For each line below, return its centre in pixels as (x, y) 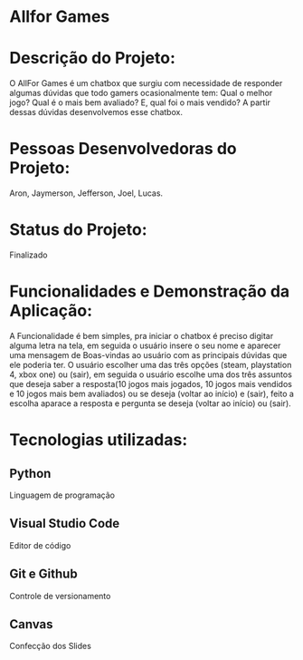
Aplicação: (51, 311)
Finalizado (28, 255)
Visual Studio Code (65, 524)
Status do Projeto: (78, 230)
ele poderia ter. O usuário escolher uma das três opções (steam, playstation (151, 364)
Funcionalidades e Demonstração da (150, 291)
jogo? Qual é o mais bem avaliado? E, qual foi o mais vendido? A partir (140, 102)
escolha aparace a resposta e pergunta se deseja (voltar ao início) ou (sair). (150, 403)
